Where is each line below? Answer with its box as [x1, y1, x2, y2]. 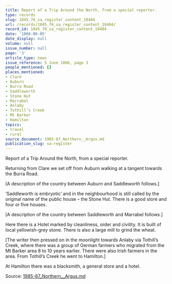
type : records [5, 12, 36, 17]
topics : [5, 122, 22, 127]
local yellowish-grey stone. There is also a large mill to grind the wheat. [5, 227, 156, 233]
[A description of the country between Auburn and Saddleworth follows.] [5, 181, 160, 187]
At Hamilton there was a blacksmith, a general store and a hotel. [5, 263, 141, 270]
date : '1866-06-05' [5, 31, 47, 36]
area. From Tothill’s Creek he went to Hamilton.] [5, 253, 106, 259]
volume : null [5, 41, 33, 46]
